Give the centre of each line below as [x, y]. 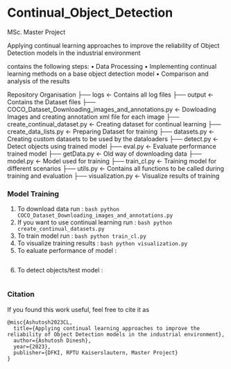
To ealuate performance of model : [67, 251]
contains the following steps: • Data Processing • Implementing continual [112, 66]
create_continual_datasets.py [61, 229]
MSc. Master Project [36, 32]
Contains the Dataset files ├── [51, 101]
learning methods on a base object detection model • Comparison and [108, 74]
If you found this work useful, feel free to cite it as [78, 309]
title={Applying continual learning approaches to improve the [106, 328]
